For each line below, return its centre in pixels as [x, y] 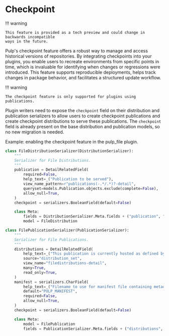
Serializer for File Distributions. [53, 160]
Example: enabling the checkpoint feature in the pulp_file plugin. [72, 141]
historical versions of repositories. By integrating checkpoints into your [78, 56]
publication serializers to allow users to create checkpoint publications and [83, 116]
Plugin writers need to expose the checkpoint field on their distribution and [82, 110]
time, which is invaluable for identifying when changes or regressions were [83, 67]
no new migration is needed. [35, 132]
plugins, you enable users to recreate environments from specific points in [82, 61]
